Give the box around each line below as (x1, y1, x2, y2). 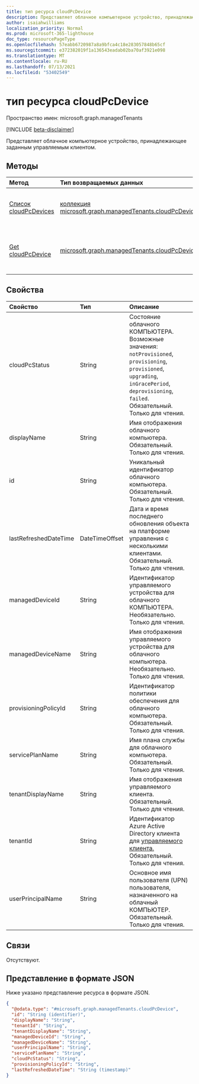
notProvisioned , (129, 349, 174, 358)
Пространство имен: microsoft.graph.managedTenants (6, 114, 143, 122)
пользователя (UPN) (129, 876, 188, 884)
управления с (129, 534, 169, 543)
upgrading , (129, 372, 159, 380)
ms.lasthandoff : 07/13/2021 (6, 63, 76, 70)
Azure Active (129, 822, 165, 830)
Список (9, 200, 31, 208)
